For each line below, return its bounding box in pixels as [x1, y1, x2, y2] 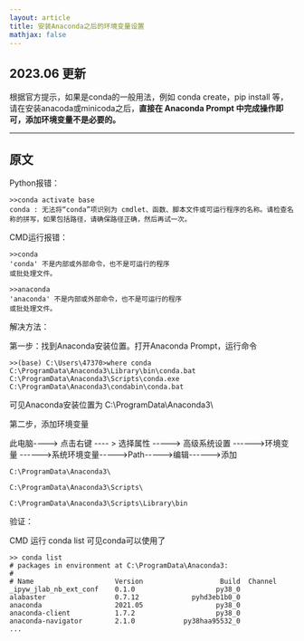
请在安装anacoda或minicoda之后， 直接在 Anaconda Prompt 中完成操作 [9, 103, 276, 114]
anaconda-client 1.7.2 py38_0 [9, 608, 242, 617]
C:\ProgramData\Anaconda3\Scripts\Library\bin [9, 499, 188, 508]
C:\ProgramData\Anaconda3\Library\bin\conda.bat [9, 367, 196, 376]
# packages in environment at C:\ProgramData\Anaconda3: [9, 561, 229, 570]
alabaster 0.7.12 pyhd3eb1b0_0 [9, 593, 242, 602]
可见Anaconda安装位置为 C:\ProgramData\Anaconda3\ [9, 399, 214, 410]
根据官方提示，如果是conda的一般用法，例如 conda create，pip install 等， [9, 91, 289, 102]
